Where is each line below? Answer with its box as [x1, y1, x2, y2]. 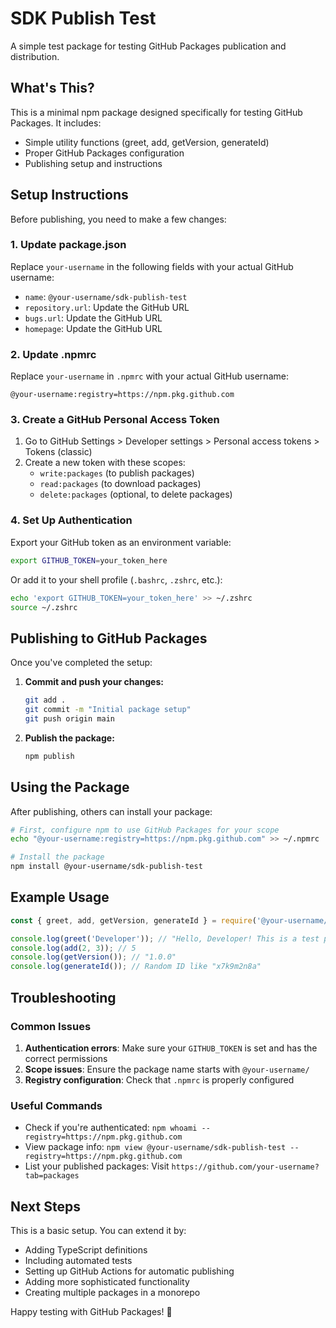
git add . [24, 695, 67, 706]
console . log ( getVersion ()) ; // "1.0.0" [10, 952, 177, 962]
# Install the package [10, 852, 105, 862]
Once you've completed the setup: [10, 657, 153, 669]
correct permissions [24, 1052, 108, 1064]
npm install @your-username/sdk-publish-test [10, 862, 203, 872]
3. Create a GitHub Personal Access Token [10, 413, 220, 427]
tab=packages [24, 1171, 80, 1181]
